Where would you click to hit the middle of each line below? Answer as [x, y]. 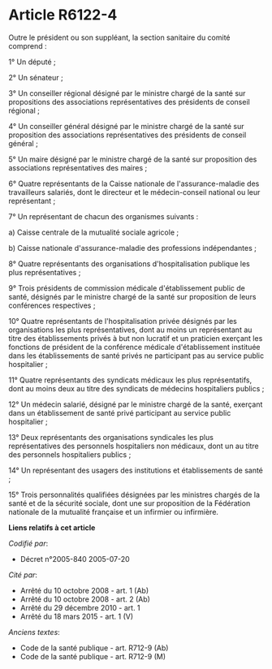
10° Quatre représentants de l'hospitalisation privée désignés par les [123, 321]
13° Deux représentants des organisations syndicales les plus [111, 437]
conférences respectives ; [52, 305]
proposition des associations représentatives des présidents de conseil [127, 135]
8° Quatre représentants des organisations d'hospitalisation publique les [129, 263]
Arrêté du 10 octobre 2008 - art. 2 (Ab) [85, 599]
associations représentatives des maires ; [78, 167]
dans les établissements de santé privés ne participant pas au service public [136, 356]
